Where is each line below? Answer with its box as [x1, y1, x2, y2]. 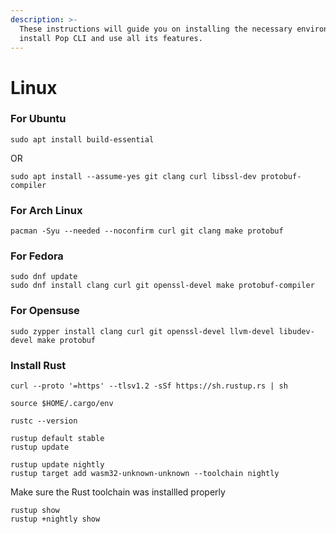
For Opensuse [10, 304, 80, 318]
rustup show [10, 506, 60, 516]
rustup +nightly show [10, 514, 101, 525]
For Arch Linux [10, 203, 83, 217]
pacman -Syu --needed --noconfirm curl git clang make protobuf [10, 226, 284, 236]
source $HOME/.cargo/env [10, 399, 114, 409]
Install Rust [10, 358, 67, 372]
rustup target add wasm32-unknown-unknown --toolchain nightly [10, 469, 280, 479]
